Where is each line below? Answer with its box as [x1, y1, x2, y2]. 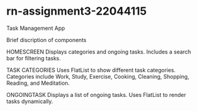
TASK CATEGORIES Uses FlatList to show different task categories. [6, 66, 176, 74]
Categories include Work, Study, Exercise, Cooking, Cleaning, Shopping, [6, 73, 190, 80]
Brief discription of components [6, 36, 87, 43]
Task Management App [6, 24, 66, 32]
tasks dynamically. [6, 98, 53, 105]
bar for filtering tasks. [6, 54, 61, 62]
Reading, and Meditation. [6, 79, 70, 87]
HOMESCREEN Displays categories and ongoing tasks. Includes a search [6, 48, 191, 56]
